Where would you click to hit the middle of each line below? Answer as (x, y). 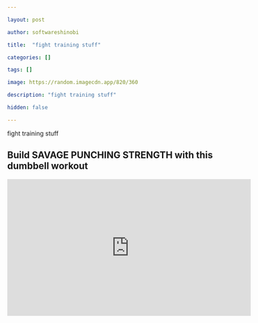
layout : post (26, 19)
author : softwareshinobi (43, 32)
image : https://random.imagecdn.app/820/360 (73, 83)
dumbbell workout (48, 166)
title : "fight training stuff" (54, 45)
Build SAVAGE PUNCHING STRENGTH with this (110, 155)
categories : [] (29, 57)
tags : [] (20, 70)
